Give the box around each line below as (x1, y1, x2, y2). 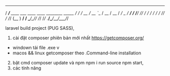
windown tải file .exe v (12, 45, 60, 50)
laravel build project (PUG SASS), (5, 25, 75, 31)
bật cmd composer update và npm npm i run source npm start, (12, 60, 144, 65)
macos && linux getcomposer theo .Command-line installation (12, 50, 142, 56)
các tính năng (12, 65, 41, 71)
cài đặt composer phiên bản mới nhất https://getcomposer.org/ (12, 35, 144, 41)
